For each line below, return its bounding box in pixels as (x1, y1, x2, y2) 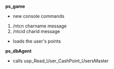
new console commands (12, 13, 65, 19)
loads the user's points (12, 38, 61, 44)
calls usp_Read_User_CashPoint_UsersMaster (12, 58, 109, 64)
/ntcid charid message (12, 28, 60, 34)
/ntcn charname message (12, 23, 67, 29)
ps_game (5, 4, 26, 9)
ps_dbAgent (5, 48, 32, 54)
